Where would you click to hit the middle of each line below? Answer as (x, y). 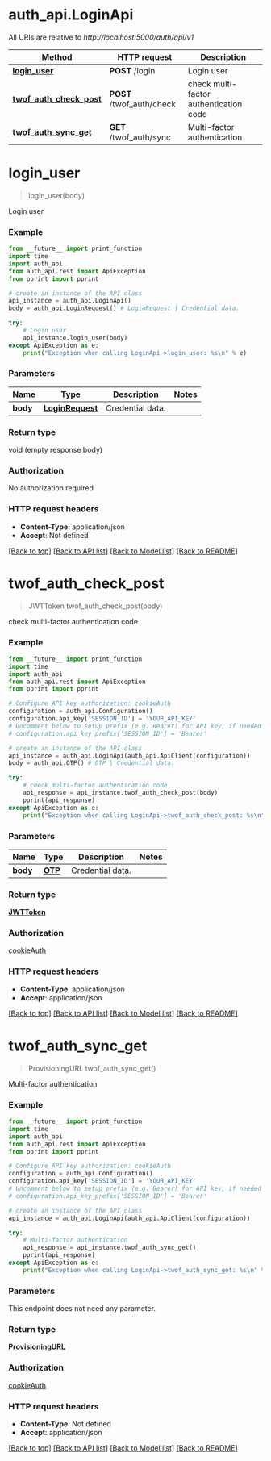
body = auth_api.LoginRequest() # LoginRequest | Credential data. (124, 308)
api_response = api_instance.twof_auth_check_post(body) (121, 793)
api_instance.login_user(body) (75, 338)
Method (57, 56)
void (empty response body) (56, 450)
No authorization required (51, 488)
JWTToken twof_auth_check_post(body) (95, 606)
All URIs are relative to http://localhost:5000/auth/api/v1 (101, 37)
